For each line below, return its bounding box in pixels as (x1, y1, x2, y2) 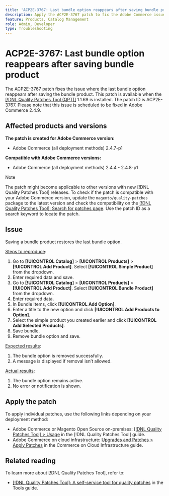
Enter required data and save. (12, 274, 74, 280)
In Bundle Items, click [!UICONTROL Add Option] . (12, 301, 116, 307)
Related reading (5, 456, 56, 465)
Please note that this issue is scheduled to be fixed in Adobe (17, 102, 143, 108)
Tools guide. (12, 485, 39, 491)
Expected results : (5, 343, 42, 349)
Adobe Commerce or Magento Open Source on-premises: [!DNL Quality (12, 426, 162, 432)
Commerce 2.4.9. (5, 107, 41, 113)
